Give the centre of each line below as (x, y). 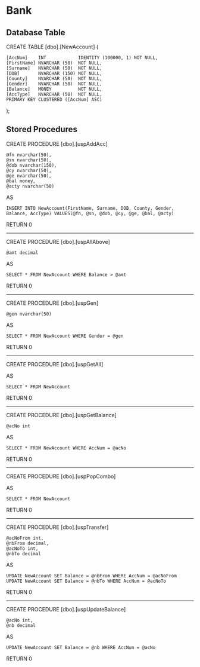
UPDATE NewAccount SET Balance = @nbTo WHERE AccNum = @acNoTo (86, 581)
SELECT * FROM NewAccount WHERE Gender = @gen (65, 336)
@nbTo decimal (24, 553)
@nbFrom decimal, (28, 543)
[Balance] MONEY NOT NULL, (54, 89)
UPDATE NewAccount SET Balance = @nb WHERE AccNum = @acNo (81, 647)
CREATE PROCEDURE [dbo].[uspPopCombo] (61, 476)
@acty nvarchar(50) (30, 186)
